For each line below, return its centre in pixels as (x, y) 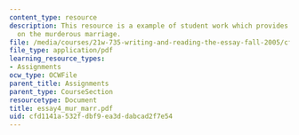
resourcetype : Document (53, 100)
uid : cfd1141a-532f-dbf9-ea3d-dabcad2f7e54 (91, 116)
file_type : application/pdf (61, 51)
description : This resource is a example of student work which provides (149, 26)
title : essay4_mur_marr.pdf (61, 108)
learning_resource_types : (57, 59)
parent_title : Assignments (59, 83)
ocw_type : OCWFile (43, 75)
